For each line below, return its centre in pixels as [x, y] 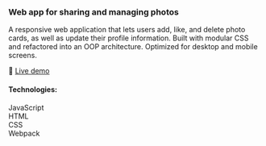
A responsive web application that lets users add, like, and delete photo [127, 30]
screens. [23, 56]
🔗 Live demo [29, 71]
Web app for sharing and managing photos [94, 12]
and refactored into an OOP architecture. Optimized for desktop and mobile [133, 47]
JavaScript [26, 107]
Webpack [24, 133]
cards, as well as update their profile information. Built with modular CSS [129, 38]
